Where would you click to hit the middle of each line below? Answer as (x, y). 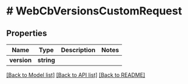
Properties (27, 33)
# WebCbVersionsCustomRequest (94, 11)
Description (78, 50)
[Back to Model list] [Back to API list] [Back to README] (76, 75)
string (46, 60)
